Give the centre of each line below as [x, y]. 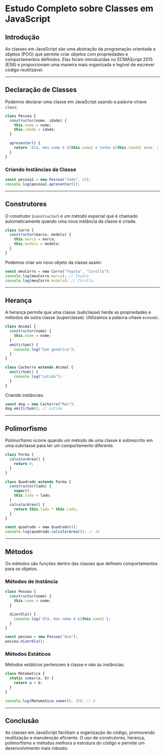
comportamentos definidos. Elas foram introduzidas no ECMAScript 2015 [79, 59]
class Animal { [21, 327]
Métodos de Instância [31, 581]
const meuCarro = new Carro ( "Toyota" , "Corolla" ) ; [58, 271]
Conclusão [22, 721]
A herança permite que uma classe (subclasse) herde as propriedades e [78, 312]
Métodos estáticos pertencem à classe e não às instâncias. [65, 665]
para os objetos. [22, 569]
